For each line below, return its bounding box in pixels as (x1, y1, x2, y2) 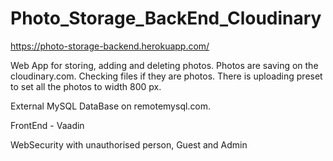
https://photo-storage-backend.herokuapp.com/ (10, 40, 210, 52)
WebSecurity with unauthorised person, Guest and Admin (10, 138, 248, 151)
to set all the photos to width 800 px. (10, 80, 162, 92)
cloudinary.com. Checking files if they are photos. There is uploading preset (10, 70, 323, 82)
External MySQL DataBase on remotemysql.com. (10, 100, 212, 112)
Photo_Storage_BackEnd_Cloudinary (10, 7, 322, 30)
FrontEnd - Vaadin (10, 119, 85, 131)
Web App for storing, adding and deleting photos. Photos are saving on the (10, 59, 319, 71)
